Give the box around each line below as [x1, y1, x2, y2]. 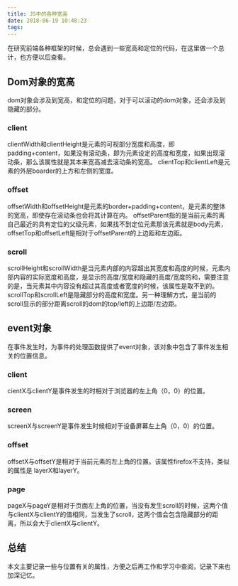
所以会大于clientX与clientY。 [19, 519, 104, 528]
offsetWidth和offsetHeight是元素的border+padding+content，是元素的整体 [7, 202, 226, 211]
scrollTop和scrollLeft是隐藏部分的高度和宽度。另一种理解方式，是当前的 [7, 291, 217, 299]
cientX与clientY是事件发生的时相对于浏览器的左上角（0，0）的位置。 [7, 387, 209, 395]
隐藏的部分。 [7, 105, 45, 114]
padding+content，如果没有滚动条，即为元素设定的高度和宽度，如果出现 [7, 149, 220, 157]
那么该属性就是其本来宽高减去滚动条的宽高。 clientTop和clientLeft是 [25, 158, 225, 166]
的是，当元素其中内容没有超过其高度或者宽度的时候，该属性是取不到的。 [7, 282, 218, 290]
